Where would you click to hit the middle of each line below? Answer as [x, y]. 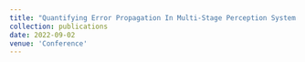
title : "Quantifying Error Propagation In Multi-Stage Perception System [153, 18]
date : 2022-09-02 [42, 35]
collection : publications [58, 26]
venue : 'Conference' [49, 43]
